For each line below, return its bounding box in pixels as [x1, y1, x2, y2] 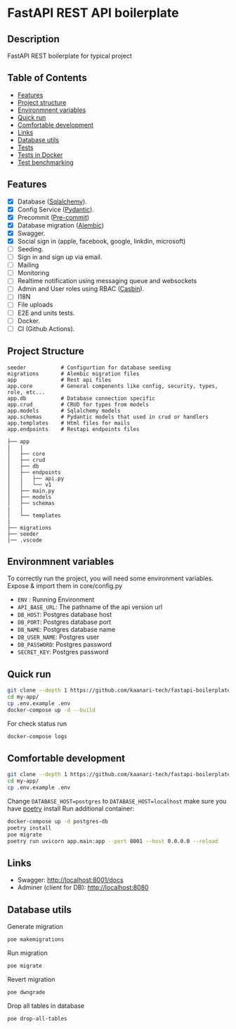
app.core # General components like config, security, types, [7, 382, 218, 389]
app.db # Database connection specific [7, 394, 156, 402]
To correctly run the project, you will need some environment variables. [7, 574, 214, 582]
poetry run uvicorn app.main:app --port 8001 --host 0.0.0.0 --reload [7, 837, 218, 844]
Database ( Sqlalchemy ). [17, 197, 88, 206]
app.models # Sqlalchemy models [7, 407, 121, 414]
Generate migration [7, 923, 63, 931]
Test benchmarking [17, 158, 74, 166]
